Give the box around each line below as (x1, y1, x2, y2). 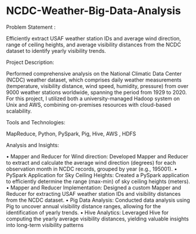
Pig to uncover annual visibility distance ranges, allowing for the (6, 202, 161, 209)
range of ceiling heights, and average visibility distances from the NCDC (6, 41, 181, 48)
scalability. (6, 107, 32, 114)
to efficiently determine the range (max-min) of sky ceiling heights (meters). (6, 178, 190, 185)
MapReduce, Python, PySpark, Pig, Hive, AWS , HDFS (6, 130, 137, 137)
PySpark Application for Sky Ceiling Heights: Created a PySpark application (6, 171, 190, 178)
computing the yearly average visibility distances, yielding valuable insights (6, 215, 190, 222)
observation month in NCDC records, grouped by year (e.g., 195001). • (6, 165, 178, 172)
